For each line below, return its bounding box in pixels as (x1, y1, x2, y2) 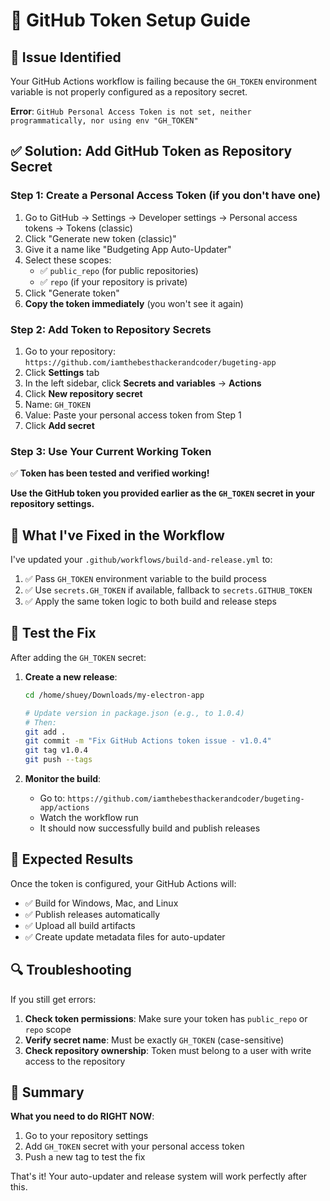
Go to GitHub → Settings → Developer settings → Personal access (24, 211, 298, 223)
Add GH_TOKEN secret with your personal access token (24, 1140, 245, 1153)
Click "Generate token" (24, 287, 120, 299)
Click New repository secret (24, 387, 143, 399)
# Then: (24, 717, 57, 728)
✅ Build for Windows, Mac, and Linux (24, 897, 179, 909)
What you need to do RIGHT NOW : (10, 1110, 155, 1123)
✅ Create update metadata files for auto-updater (24, 930, 226, 943)
